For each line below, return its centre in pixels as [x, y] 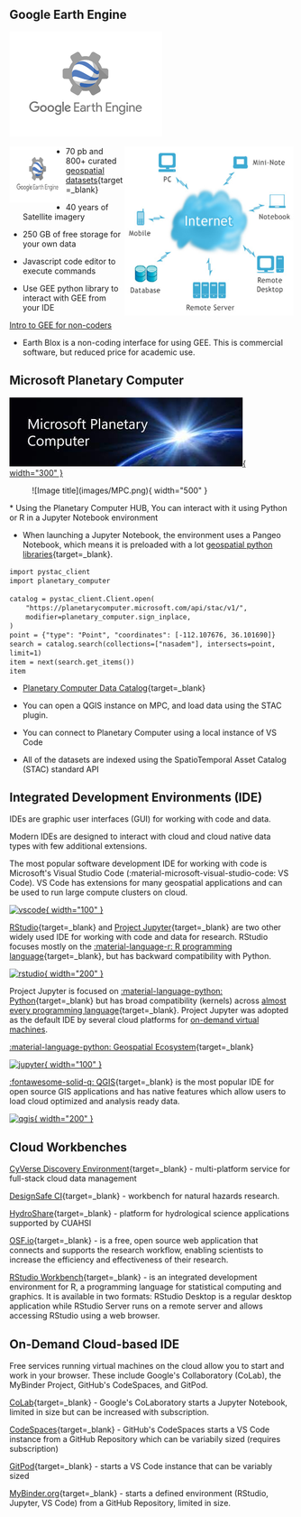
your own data [49, 244]
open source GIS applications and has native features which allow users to [148, 1092]
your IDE [38, 307]
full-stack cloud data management [73, 1178]
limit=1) [26, 653]
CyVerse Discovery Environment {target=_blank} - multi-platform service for [150, 1169]
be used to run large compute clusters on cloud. [99, 892]
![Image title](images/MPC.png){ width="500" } [120, 490]
